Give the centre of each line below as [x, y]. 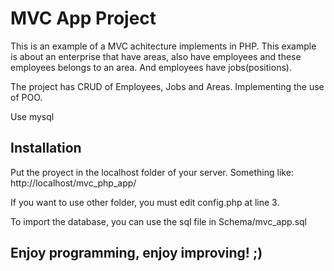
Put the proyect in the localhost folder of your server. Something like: [152, 172]
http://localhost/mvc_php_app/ [73, 183]
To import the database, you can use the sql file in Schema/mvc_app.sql [159, 221]
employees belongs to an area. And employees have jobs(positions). [151, 67]
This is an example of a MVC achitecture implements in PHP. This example [163, 46]
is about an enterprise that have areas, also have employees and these [156, 56]
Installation [46, 148]
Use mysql [32, 116]
